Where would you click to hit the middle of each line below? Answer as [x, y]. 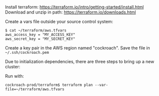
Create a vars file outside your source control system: [59, 22]
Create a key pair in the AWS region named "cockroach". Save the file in [78, 48]
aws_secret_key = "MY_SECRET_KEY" [40, 39]
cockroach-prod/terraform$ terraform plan [49, 85]
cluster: [13, 67]
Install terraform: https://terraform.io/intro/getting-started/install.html [75, 7]
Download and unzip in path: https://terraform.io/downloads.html [70, 12]
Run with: [15, 76]
